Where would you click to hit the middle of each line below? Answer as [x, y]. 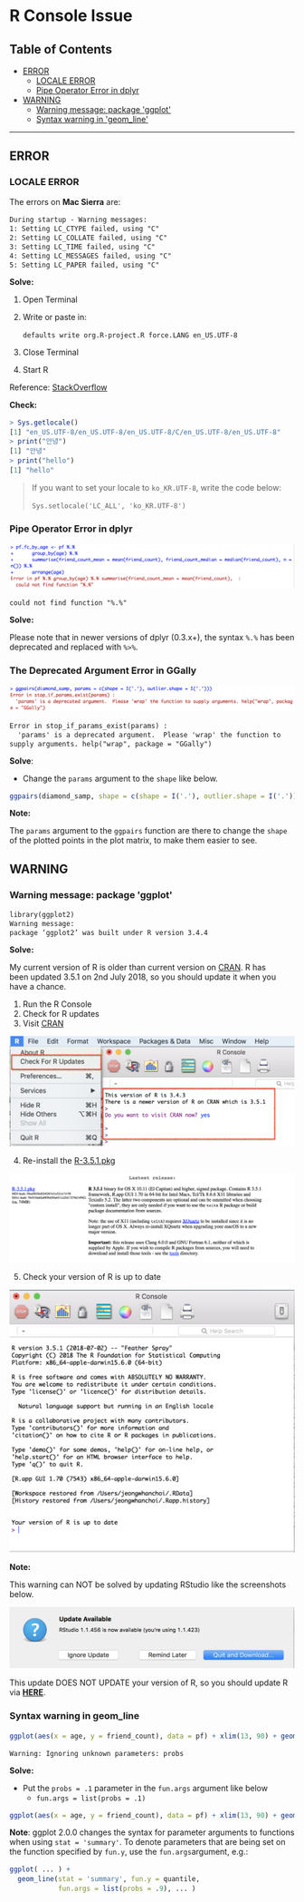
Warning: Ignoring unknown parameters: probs [96, 1753]
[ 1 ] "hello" [32, 471]
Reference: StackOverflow [58, 387]
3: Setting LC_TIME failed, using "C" [82, 247]
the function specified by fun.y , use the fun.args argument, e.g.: [129, 1852]
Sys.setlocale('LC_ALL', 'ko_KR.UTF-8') [109, 506]
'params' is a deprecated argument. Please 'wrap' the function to [149, 735]
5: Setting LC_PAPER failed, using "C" [85, 265]
